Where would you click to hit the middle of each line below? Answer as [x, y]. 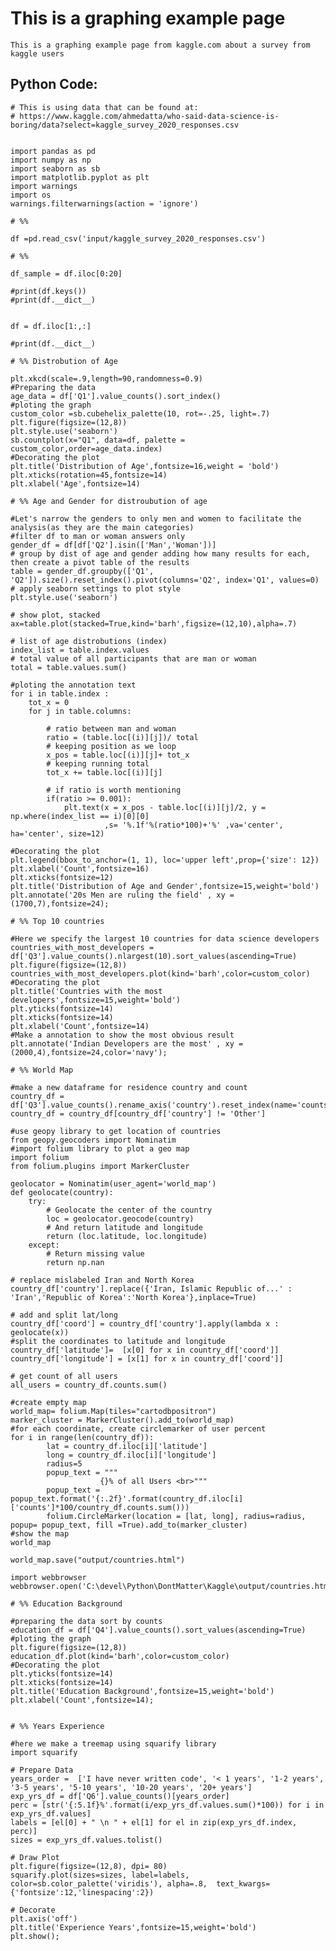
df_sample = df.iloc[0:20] [66, 273]
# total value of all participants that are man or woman [133, 658]
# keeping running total [98, 763]
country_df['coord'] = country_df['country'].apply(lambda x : [145, 1323]
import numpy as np [51, 160]
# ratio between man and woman [111, 728]
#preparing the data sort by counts [86, 1621]
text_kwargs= [243, 1883]
